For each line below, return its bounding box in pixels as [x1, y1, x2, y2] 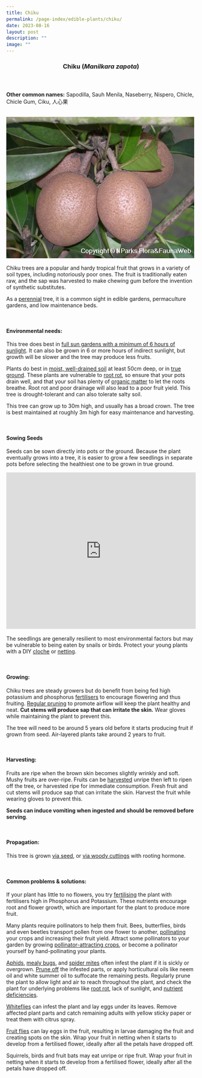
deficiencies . [6, 991, 38, 998]
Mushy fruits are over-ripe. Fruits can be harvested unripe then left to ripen [6, 776, 192, 783]
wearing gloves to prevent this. [6, 795, 83, 802]
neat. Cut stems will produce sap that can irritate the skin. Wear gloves [6, 706, 186, 713]
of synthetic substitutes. [6, 284, 66, 291]
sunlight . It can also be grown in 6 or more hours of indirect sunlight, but [6, 347, 185, 354]
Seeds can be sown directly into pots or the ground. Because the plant [6, 448, 181, 455]
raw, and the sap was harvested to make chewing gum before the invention [6, 277, 192, 284]
